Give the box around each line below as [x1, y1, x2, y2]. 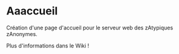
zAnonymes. [6, 30, 37, 37]
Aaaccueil [6, 4, 58, 18]
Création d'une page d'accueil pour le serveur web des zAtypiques [6, 24, 174, 31]
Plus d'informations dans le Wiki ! [6, 42, 89, 49]
